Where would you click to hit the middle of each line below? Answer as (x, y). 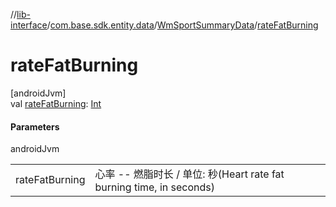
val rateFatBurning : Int (56, 103)
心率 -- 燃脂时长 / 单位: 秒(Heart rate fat (189, 174)
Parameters (35, 126)
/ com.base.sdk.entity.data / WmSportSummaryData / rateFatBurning (182, 25)
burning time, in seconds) (155, 187)
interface (29, 25)
